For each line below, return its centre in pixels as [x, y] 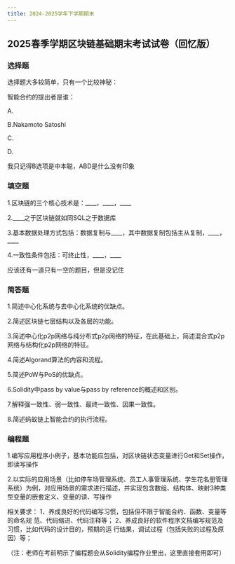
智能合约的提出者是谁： [41, 97]
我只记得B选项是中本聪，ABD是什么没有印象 [71, 166]
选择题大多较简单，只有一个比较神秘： [62, 82]
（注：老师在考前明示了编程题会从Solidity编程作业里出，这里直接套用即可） [116, 553]
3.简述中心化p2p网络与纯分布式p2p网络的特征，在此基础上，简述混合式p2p [116, 336]
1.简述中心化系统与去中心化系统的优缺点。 [68, 306]
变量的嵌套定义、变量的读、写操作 [62, 497]
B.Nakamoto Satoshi [37, 125]
